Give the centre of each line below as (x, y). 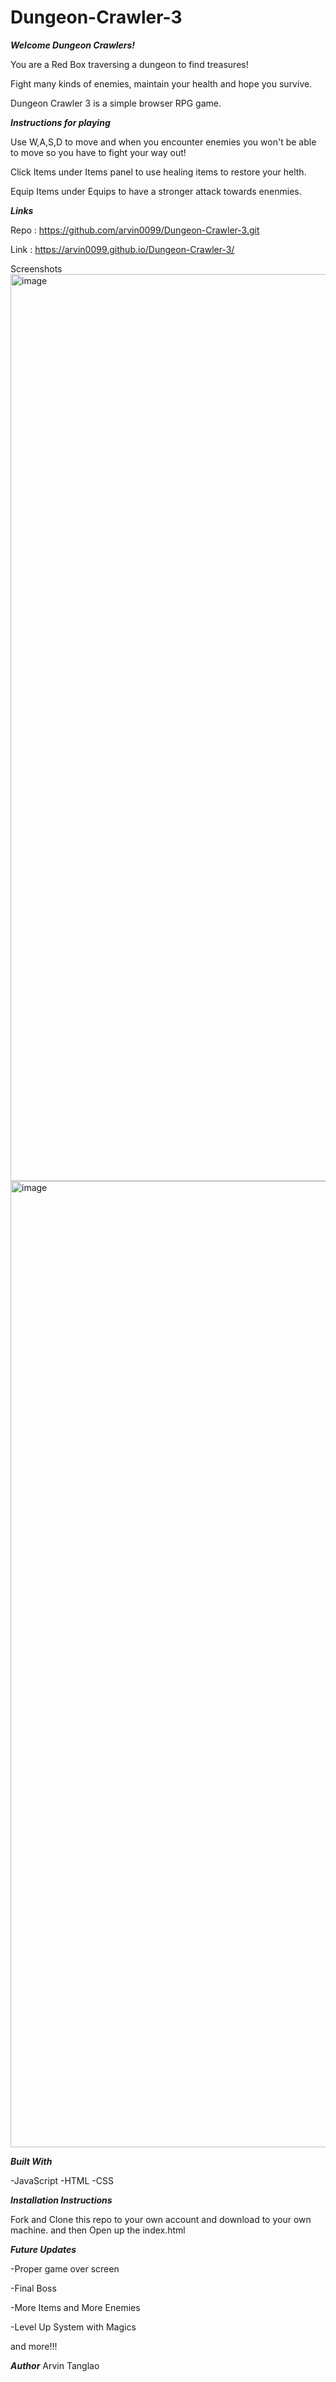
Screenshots (36, 268)
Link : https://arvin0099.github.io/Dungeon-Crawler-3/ (122, 249)
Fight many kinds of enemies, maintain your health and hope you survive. (161, 83)
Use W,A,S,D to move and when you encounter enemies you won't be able (163, 142)
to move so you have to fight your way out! (98, 152)
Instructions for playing (60, 122)
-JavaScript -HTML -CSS (62, 2180)
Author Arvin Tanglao (55, 2365)
